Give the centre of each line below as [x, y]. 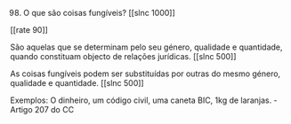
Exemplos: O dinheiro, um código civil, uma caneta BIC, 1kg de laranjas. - [144, 100]
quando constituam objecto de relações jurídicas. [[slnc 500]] [123, 56]
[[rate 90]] [29, 30]
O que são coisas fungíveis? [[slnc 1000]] [99, 13]
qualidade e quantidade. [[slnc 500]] [77, 83]
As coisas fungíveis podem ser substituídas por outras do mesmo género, [145, 74]
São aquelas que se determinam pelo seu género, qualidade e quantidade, [146, 47]
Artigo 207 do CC [42, 109]
